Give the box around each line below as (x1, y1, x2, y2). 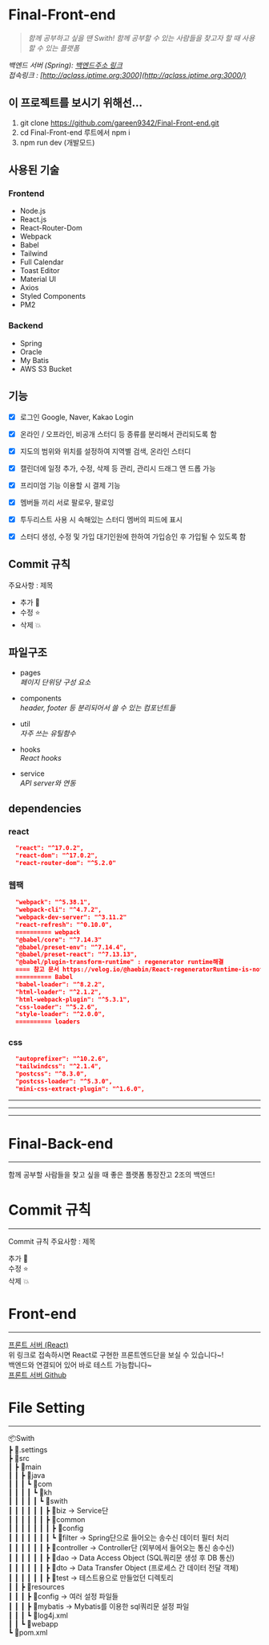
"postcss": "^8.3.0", (15, 1070, 88, 1078)
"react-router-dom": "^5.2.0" (15, 859, 116, 867)
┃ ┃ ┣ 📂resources (8, 1582, 66, 1591)
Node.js (19, 206, 46, 216)
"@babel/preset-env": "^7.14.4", (15, 943, 127, 951)
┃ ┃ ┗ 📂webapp (8, 1618, 58, 1628)
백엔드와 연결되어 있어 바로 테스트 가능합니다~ (8, 1360, 152, 1369)
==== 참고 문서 (15, 965, 60, 974)
